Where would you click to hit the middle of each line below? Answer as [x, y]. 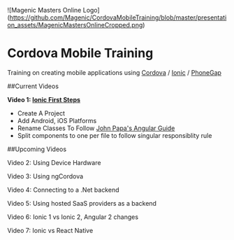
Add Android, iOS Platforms [57, 120]
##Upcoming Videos [37, 149]
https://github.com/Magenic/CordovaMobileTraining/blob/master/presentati [118, 17]
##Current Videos [33, 86]
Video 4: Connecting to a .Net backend [63, 190]
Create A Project [41, 113]
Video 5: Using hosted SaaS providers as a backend [82, 203]
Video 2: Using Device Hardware [54, 162]
